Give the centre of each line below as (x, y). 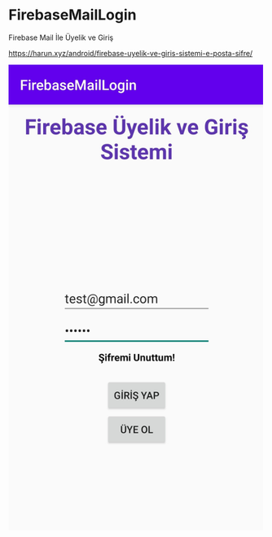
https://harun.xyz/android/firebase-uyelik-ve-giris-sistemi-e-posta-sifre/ (131, 53)
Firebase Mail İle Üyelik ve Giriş (61, 37)
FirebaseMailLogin (72, 15)
